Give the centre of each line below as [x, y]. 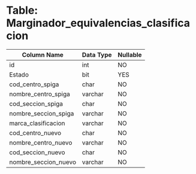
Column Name [43, 54]
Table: [22, 10]
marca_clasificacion [37, 123]
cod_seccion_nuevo [37, 152]
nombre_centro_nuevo [41, 142]
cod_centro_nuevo [35, 133]
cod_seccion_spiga [36, 103]
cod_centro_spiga [34, 84]
